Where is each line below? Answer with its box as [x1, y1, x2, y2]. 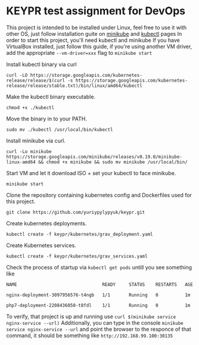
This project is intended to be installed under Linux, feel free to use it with [6, 24, 187, 31]
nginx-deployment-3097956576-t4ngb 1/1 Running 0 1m [6, 292, 191, 298]
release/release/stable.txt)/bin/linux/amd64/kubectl [6, 82, 143, 89]
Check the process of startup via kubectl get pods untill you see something [6, 263, 192, 271]
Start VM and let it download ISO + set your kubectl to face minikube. [6, 169, 176, 176]
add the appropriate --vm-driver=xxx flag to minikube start [6, 49, 153, 56]
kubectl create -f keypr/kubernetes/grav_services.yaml [6, 253, 148, 259]
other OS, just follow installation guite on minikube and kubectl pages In [6, 30, 182, 37]
